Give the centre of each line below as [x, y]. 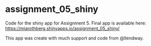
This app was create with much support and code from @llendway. [74, 38]
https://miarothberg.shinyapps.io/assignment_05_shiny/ [62, 28]
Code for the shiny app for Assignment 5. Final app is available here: [76, 23]
